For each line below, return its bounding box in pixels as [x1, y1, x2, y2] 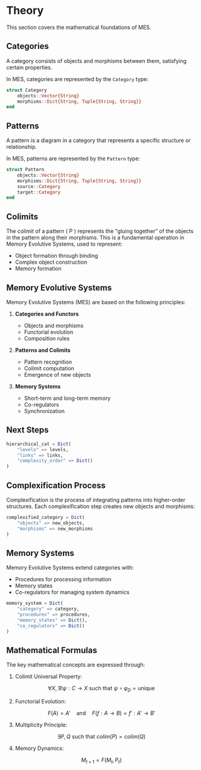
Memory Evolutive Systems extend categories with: [6, 564, 134, 572]
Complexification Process [6, 480, 106, 491]
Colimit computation [24, 364, 74, 372]
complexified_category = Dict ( [6, 514, 85, 520]
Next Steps [6, 425, 49, 436]
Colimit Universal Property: [14, 673, 83, 680]
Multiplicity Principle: [14, 721, 68, 729]
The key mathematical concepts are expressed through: [6, 661, 145, 668]
